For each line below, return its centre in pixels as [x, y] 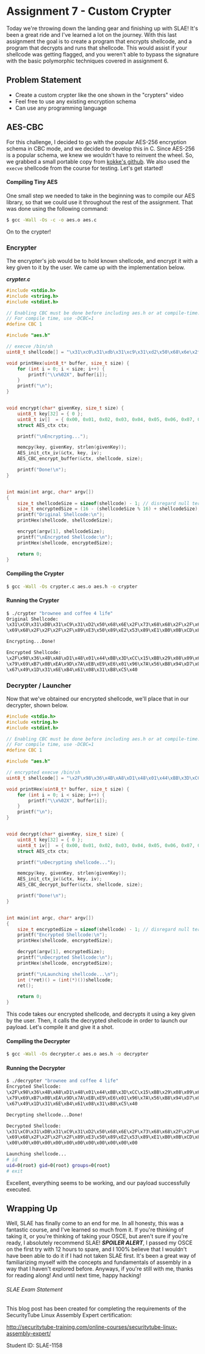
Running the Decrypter [36, 1068]
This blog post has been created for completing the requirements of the [96, 1308]
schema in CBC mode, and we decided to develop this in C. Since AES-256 [101, 148]
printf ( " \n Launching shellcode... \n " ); [68, 974]
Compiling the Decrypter [38, 1041]
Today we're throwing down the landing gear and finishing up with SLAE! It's [102, 28]
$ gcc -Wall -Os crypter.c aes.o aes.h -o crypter [72, 587]
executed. [19, 1189]
